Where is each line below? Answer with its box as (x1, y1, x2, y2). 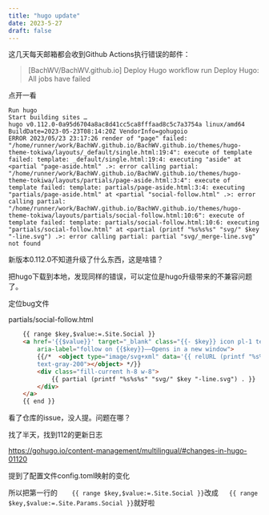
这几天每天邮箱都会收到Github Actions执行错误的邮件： (8, 50, 191, 59)
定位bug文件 (8, 299, 50, 308)
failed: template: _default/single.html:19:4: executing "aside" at (8, 155, 242, 164)
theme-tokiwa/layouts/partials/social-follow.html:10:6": (8, 211, 206, 220)
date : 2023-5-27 (8, 19, 62, 27)
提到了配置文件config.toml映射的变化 (8, 471, 130, 481)
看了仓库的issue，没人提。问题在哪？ (8, 413, 131, 423)
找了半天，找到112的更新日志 (8, 430, 102, 440)
